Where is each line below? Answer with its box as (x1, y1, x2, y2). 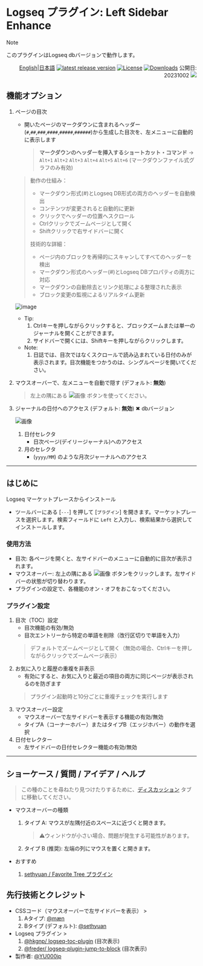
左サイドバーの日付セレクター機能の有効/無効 (24, 743, 138, 751)
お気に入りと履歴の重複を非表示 (14, 665, 95, 672)
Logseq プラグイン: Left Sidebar (6, 5, 169, 19)
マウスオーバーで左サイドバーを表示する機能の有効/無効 (24, 713, 164, 720)
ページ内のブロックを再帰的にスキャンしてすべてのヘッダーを (39, 253, 192, 260)
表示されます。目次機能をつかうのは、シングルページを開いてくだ (33, 358, 196, 366)
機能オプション (6, 91, 62, 101)
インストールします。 (14, 523, 68, 530)
